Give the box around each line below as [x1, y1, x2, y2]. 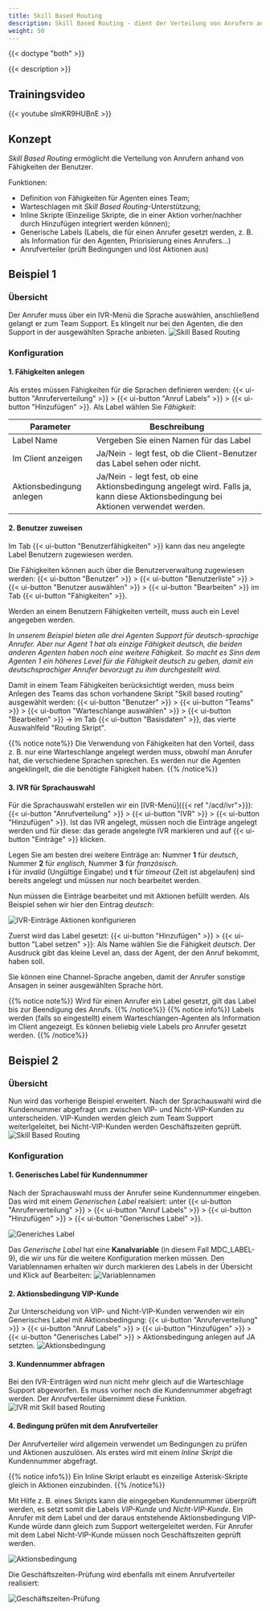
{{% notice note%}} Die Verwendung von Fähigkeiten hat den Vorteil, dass [8, 738, 255, 748]
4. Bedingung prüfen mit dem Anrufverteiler [8, 1421, 158, 1431]
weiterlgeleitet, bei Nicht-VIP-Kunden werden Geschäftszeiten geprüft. [8, 1122, 243, 1131]
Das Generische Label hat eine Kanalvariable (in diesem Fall [8, 1245, 209, 1254]
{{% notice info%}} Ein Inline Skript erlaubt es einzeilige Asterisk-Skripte [8, 1471, 248, 1481]
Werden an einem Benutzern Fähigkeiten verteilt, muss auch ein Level [8, 607, 239, 616]
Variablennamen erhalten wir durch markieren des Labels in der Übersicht [8, 1262, 253, 1272]
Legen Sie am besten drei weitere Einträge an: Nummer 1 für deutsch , [8, 850, 239, 860]
